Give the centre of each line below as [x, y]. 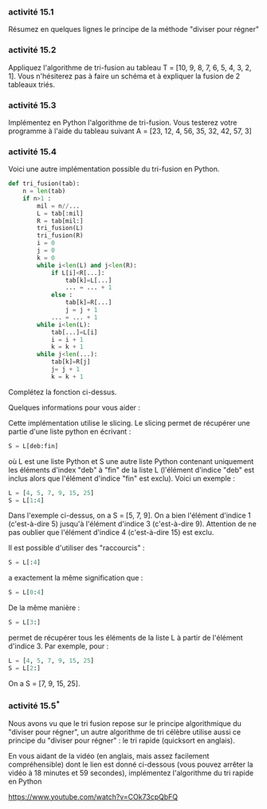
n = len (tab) [44, 191]
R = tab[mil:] [60, 221]
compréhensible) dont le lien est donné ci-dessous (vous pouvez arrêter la [131, 764]
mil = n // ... [59, 206]
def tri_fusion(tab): [44, 184]
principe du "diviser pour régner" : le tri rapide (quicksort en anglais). [122, 740]
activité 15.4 [33, 152]
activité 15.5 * [34, 705]
